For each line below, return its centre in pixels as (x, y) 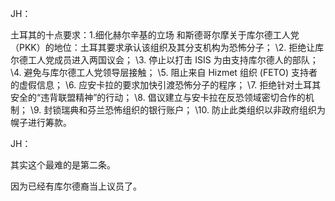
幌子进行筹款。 (41, 122)
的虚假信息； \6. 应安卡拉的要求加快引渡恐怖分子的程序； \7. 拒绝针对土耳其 (166, 85)
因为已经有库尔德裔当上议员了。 (76, 186)
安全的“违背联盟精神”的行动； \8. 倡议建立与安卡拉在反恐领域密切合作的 (158, 97)
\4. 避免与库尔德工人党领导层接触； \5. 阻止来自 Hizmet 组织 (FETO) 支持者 (164, 72)
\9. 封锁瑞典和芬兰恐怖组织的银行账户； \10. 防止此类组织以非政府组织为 (177, 110)
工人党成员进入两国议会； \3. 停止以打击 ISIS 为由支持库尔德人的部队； (173, 60)
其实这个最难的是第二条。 (63, 165)
